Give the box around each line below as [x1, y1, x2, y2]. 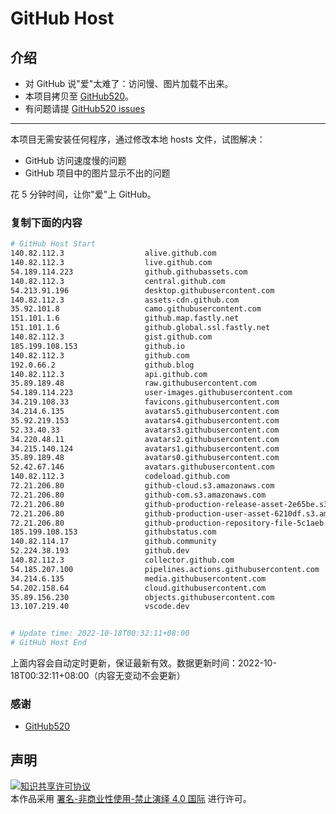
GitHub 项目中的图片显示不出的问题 [24, 167, 171, 179]
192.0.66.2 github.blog [10, 360, 195, 370]
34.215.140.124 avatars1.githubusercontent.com [10, 443, 280, 454]
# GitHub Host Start [10, 239, 97, 249]
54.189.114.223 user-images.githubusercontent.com [10, 388, 293, 398]
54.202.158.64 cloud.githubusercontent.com [10, 583, 267, 593]
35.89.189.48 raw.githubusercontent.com [10, 378, 257, 389]
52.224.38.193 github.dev [10, 546, 190, 556]
